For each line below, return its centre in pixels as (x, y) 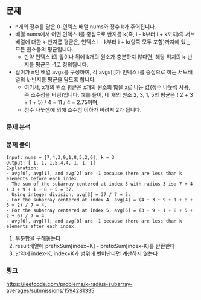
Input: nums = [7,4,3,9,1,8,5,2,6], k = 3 (60, 158)
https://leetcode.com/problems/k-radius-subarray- (69, 284)
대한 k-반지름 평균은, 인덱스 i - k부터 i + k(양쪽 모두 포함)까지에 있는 (111, 42)
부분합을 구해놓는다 (38, 238)
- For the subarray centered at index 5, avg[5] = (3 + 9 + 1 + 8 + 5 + (100, 210)
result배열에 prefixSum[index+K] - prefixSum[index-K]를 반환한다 (95, 246)
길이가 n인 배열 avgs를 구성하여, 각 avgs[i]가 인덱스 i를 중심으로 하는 (96, 72)
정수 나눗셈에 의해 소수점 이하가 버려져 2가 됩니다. (83, 109)
